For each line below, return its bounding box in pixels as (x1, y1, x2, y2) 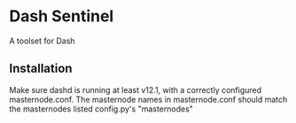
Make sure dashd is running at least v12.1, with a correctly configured (9, 84, 262, 95)
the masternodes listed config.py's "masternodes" (9, 104, 193, 114)
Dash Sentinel (9, 6, 114, 27)
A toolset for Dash (9, 35, 75, 46)
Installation (9, 61, 73, 76)
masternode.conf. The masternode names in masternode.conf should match (9, 94, 288, 104)
